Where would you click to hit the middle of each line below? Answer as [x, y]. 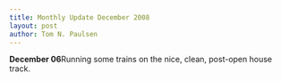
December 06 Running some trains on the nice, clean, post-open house [141, 60]
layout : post [34, 26]
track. [20, 69]
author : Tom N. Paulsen [54, 34]
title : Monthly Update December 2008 [80, 17]
